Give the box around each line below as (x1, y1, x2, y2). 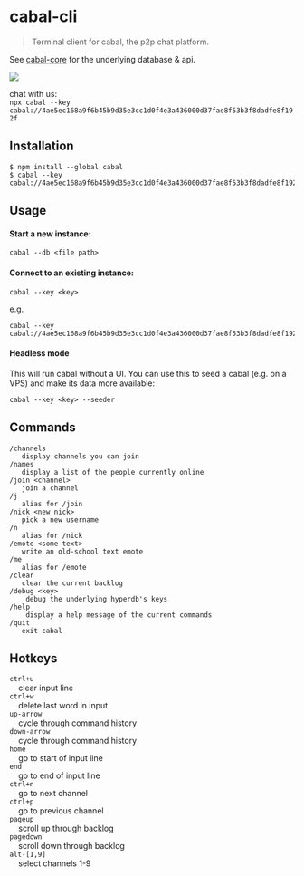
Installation (9, 139, 74, 154)
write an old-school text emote (21, 546, 144, 556)
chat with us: (9, 88, 57, 99)
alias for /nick (21, 531, 83, 540)
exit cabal (21, 626, 63, 635)
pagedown (9, 833, 43, 842)
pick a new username (21, 515, 100, 525)
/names (9, 459, 34, 468)
